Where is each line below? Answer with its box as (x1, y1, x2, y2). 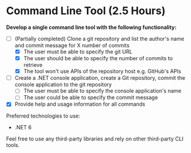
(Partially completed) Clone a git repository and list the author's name (14, 35, 184, 42)
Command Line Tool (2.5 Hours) (6, 4, 166, 18)
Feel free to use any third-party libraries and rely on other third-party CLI (6, 135, 184, 142)
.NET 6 (14, 124, 32, 131)
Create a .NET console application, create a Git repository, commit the (14, 74, 186, 82)
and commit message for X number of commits (14, 42, 130, 48)
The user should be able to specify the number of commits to (23, 55, 173, 62)
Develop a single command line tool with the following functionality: (6, 24, 177, 31)
